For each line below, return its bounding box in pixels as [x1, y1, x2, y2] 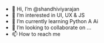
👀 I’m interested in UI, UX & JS [11, 12, 85, 19]
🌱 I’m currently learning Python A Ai [11, 18, 99, 24]
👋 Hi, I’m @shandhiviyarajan [11, 6, 80, 12]
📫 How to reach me [11, 31, 61, 37]
